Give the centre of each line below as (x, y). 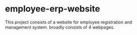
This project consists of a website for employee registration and (68, 22)
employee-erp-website (53, 9)
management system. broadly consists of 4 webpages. (60, 27)
